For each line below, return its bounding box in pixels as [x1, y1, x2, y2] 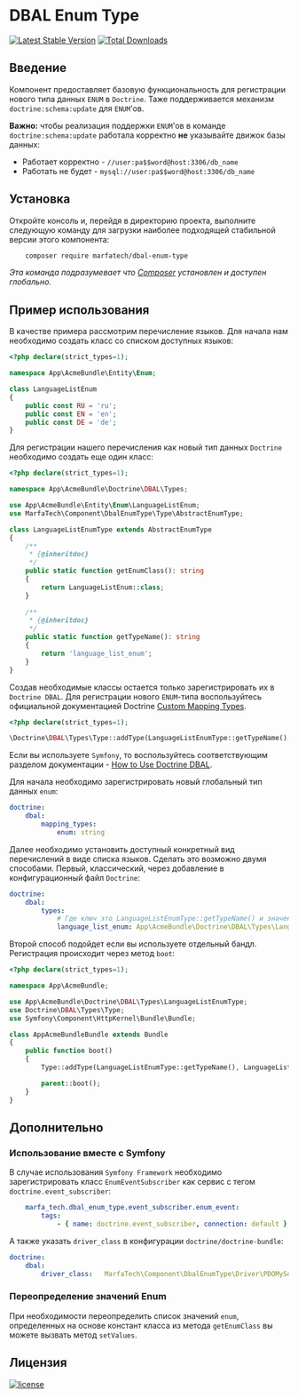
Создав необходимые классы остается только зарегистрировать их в [9, 682, 275, 692]
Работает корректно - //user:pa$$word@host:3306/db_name [21, 156, 239, 167]
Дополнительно [9, 1120, 104, 1135]
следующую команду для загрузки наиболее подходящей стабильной [9, 224, 277, 236]
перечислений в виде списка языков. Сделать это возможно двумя [9, 853, 267, 864]
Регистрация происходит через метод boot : [9, 948, 176, 959]
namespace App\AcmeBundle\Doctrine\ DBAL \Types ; [9, 485, 189, 494]
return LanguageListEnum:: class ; [41, 583, 165, 592]
